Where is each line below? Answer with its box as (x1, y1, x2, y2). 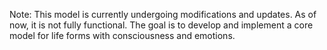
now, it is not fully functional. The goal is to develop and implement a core (9, 19, 314, 31)
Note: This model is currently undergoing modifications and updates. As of (9, 9, 317, 20)
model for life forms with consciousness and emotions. (9, 30, 236, 41)
